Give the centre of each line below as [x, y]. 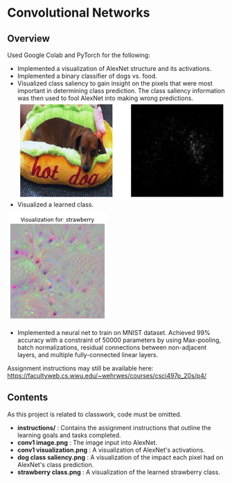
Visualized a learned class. [55, 204]
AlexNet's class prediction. [55, 464]
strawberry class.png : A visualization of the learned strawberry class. [118, 472]
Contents [28, 398]
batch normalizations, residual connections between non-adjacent [112, 347]
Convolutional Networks [79, 13]
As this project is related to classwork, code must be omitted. [95, 414]
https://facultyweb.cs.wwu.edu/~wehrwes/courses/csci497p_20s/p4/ [107, 375]
